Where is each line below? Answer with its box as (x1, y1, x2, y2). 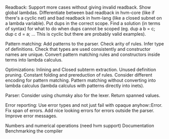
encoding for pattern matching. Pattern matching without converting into (5, 78, 156, 83)
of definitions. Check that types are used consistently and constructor (5, 46, 151, 52)
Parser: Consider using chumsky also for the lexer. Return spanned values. (5, 93, 160, 98)
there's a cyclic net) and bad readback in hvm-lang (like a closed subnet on (5, 15, 162, 21)
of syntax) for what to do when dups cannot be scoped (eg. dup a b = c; (5, 26, 155, 32)
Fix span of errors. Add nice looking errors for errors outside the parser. (5, 108, 155, 113)
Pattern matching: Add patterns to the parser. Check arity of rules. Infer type (5, 41, 164, 47)
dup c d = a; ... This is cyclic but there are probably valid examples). (5, 31, 146, 37)
